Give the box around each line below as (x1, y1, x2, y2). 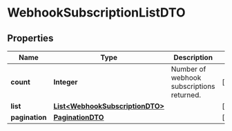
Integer (53, 77, 78, 87)
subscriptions (171, 81, 215, 91)
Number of (171, 64, 206, 74)
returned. (171, 90, 202, 99)
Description (173, 53, 213, 62)
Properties (7, 32, 54, 44)
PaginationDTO (53, 112, 104, 122)
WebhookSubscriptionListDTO (7, 5, 186, 21)
